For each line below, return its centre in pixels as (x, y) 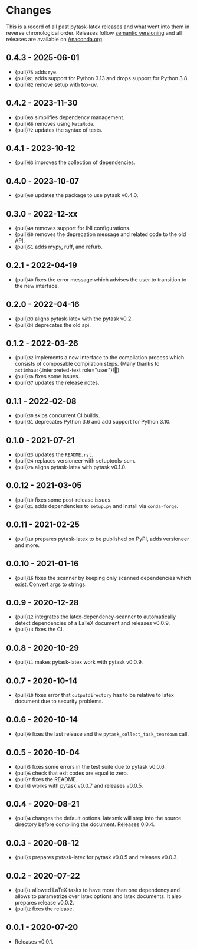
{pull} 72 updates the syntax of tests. (58, 130)
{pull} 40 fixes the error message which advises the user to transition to (101, 279)
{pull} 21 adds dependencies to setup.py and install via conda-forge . (96, 506)
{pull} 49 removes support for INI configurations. (73, 228)
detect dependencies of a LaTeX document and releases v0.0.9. (92, 623)
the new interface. (37, 286)
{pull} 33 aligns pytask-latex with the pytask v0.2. (73, 319)
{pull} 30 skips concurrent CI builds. (57, 415)
